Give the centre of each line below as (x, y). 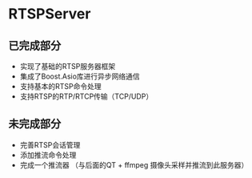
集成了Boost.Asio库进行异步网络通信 (80, 76)
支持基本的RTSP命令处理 (60, 86)
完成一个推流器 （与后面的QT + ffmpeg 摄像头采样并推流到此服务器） (134, 164)
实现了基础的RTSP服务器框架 (68, 66)
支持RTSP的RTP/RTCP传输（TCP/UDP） (86, 96)
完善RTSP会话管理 (50, 144)
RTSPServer (50, 14)
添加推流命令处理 (48, 155)
